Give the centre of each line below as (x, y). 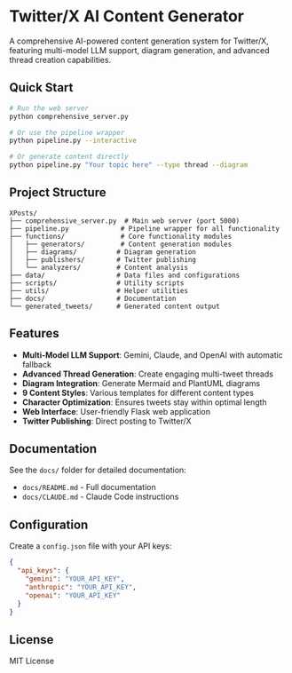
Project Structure (58, 193)
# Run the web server (49, 108)
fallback (36, 364)
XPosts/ (24, 213)
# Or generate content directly (69, 157)
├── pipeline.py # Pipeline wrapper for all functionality (144, 228)
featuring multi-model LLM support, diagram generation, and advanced (139, 50)
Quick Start (41, 87)
